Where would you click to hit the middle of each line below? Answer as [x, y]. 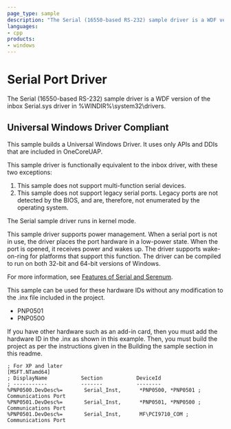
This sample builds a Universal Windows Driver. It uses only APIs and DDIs [112, 144]
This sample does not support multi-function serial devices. [101, 185]
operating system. [43, 207]
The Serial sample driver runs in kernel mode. [71, 220]
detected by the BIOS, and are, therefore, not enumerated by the [108, 200]
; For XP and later [35, 366]
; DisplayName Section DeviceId [84, 378]
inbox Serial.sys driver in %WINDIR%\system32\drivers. [87, 106]
